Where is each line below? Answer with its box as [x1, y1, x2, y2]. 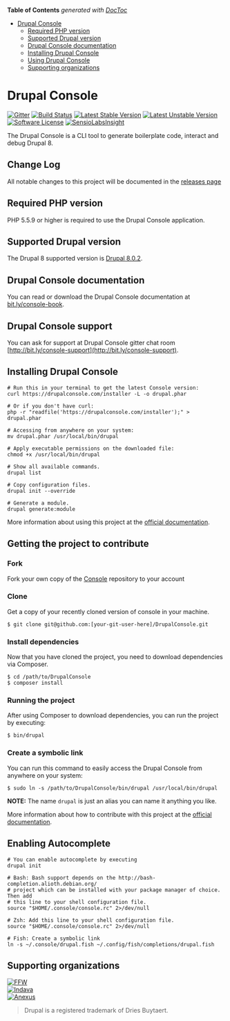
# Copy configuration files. [7, 481, 91, 488]
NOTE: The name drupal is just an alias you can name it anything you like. [7, 796, 217, 805]
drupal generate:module [7, 505, 76, 512]
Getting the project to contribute [7, 538, 150, 550]
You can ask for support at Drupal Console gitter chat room [7, 339, 175, 347]
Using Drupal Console [27, 56, 90, 64]
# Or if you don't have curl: [7, 402, 95, 410]
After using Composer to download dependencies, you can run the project [7, 711, 219, 719]
